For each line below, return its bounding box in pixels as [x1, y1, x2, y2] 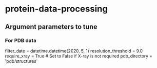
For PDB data [5, 37, 37, 44]
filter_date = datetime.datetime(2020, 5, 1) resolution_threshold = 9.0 [5, 48, 143, 54]
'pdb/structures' [5, 58, 38, 64]
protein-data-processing [5, 3, 108, 14]
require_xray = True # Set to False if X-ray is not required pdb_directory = [5, 53, 153, 59]
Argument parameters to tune [5, 23, 98, 31]
